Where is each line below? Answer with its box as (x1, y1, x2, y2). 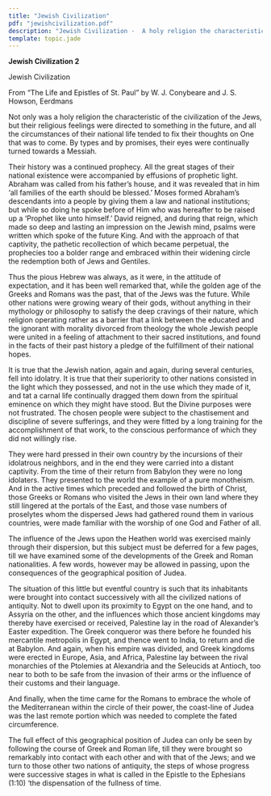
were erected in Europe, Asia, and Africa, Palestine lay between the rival (8, 652, 248, 663)
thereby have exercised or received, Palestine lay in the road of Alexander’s (8, 618, 260, 628)
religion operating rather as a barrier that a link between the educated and (8, 315, 254, 325)
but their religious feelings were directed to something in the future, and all (8, 120, 256, 130)
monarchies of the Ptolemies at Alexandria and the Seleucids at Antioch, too (8, 661, 261, 671)
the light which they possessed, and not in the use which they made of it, (8, 382, 252, 392)
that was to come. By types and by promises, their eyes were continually (8, 138, 250, 148)
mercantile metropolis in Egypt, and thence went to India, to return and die (8, 635, 256, 645)
